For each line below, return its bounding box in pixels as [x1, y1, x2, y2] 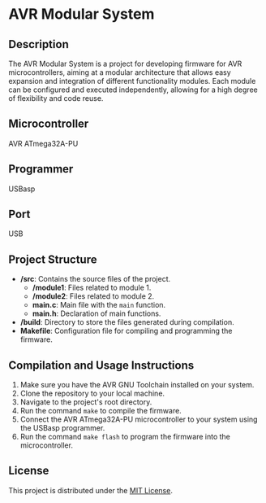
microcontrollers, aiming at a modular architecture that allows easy [8, 68, 231, 77]
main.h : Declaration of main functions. [32, 308, 161, 318]
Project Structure [8, 252, 97, 266]
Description [8, 37, 69, 51]
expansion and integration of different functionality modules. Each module [8, 77, 256, 85]
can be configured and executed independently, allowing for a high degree [8, 85, 258, 94]
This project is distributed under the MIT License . [8, 485, 173, 495]
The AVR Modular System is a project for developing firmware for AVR [8, 59, 242, 68]
